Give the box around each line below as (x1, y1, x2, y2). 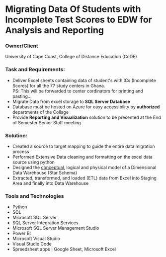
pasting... (12, 93, 32, 99)
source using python (12, 159, 55, 165)
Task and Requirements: (5, 66, 66, 73)
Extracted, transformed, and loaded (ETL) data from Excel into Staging (12, 175, 157, 181)
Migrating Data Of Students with (5, 3, 141, 15)
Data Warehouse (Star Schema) (12, 170, 78, 176)
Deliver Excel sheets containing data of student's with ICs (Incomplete (12, 77, 157, 83)
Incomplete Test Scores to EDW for (5, 14, 153, 25)
